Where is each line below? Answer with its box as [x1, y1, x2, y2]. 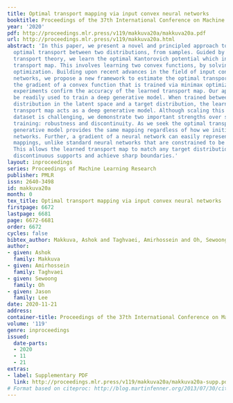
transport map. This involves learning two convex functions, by [13, 62, 207, 69]
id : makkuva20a [7, 185, 51, 192]
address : [7, 307, 33, 315]
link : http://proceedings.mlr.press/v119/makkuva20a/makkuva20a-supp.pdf [13, 378, 231, 386]
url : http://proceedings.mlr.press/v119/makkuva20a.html [7, 36, 175, 43]
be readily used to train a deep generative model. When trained [13, 94, 207, 101]
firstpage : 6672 [7, 204, 54, 211]
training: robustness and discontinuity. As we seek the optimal [13, 120, 207, 127]
